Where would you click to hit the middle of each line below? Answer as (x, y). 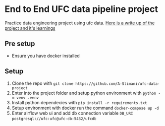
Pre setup (20, 44)
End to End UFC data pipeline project (81, 9)
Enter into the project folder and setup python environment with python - (86, 93)
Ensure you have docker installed (46, 56)
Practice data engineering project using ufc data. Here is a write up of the (80, 23)
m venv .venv (25, 98)
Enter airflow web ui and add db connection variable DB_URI (72, 113)
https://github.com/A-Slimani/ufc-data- (118, 84)
